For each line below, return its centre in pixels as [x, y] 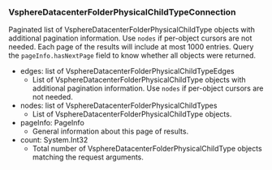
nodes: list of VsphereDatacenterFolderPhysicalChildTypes [119, 106]
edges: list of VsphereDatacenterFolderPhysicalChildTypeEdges [127, 71]
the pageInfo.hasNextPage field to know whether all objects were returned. [132, 56]
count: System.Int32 [54, 140]
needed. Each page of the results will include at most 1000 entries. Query [131, 47]
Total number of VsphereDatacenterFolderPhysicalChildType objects [147, 149]
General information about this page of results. [110, 131]
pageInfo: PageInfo [52, 123]
